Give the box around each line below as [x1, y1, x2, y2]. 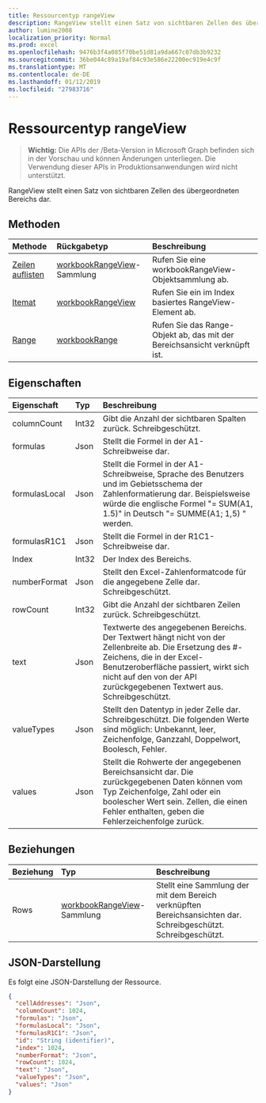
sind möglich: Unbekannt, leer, [102, 724, 216, 735]
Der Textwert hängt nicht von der [102, 631, 226, 642]
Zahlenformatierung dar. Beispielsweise [102, 488, 251, 499]
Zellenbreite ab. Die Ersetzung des [102, 641, 231, 652]
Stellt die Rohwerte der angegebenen [102, 756, 241, 767]
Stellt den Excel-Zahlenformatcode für [102, 566, 247, 577]
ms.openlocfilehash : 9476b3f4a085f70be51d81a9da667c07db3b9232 [8, 48, 222, 56]
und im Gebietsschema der [102, 478, 203, 489]
